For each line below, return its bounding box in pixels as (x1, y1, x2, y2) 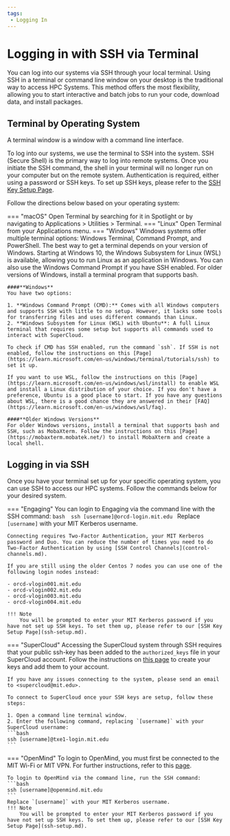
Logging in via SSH (7, 458, 89, 470)
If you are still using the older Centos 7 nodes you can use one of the (7, 563, 223, 570)
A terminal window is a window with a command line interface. (7, 136, 184, 144)
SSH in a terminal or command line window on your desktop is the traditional (7, 76, 223, 84)
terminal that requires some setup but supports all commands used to (7, 326, 214, 333)
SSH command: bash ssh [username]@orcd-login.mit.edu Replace (7, 512, 200, 520)
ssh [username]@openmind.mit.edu (7, 787, 103, 793)
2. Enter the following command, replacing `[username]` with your (7, 718, 205, 725)
